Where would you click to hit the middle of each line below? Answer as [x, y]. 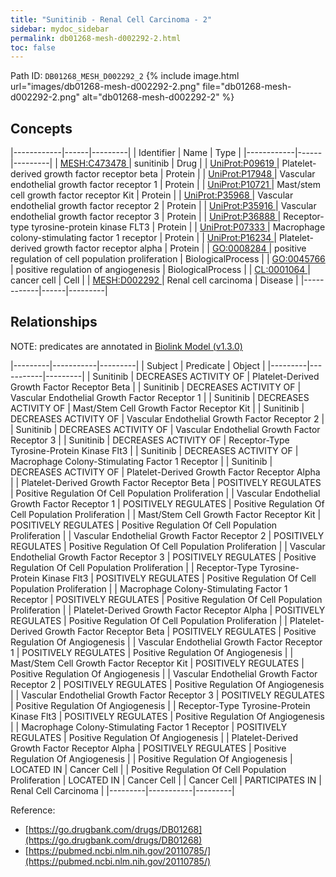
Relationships [54, 322]
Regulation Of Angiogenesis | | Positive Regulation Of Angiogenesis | [151, 758]
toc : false [33, 47]
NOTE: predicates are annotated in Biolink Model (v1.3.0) [126, 346]
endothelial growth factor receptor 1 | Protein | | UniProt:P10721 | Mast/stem [165, 185]
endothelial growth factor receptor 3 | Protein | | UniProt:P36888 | [146, 217]
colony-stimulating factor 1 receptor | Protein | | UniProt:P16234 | [143, 238]
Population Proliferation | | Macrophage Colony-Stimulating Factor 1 [149, 588]
